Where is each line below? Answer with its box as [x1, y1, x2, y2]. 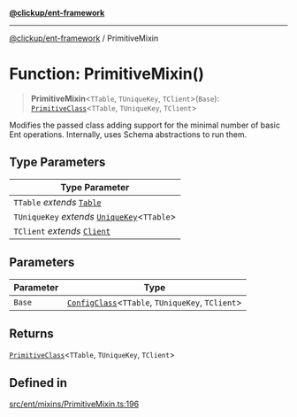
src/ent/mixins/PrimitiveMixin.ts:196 [9, 398, 140, 410]
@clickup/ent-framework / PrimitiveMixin [9, 33, 159, 43]
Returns [9, 326, 55, 341]
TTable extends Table [13, 196, 102, 208]
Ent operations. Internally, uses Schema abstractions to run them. [9, 128, 247, 140]
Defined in [9, 375, 68, 390]
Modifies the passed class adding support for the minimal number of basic [9, 120, 281, 130]
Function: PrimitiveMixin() [9, 64, 205, 84]
